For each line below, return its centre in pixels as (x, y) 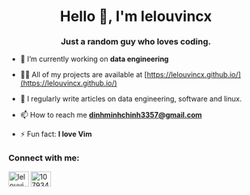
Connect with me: (44, 158)
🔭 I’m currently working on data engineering (94, 59)
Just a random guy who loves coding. (136, 42)
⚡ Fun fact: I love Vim (56, 134)
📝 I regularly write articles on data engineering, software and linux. (131, 99)
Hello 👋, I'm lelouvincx (136, 17)
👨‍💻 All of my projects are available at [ (83, 75)
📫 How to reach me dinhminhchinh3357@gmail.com (111, 115)
